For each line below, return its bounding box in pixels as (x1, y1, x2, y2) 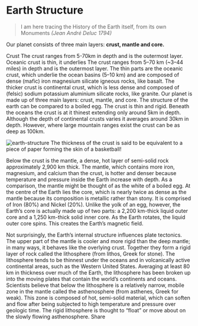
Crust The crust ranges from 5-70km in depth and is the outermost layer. (6, 52, 183, 59)
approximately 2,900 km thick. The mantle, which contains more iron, (6, 163, 176, 170)
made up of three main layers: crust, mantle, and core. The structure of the (6, 96, 189, 104)
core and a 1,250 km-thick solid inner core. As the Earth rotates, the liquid (6, 214, 186, 221)
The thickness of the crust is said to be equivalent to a (50, 139, 183, 146)
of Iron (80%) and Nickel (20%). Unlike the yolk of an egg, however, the (6, 201, 181, 208)
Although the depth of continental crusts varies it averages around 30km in (6, 115, 189, 122)
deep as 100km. (6, 128, 45, 135)
